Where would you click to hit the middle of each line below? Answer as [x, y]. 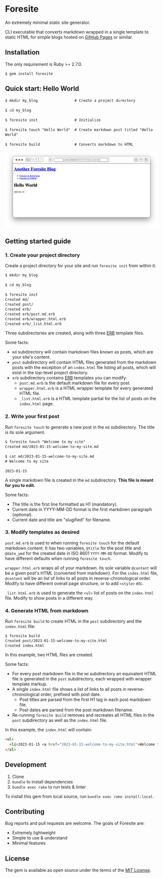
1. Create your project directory [42, 255]
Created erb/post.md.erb [30, 314]
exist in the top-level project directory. [50, 373]
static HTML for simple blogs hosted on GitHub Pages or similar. [69, 37]
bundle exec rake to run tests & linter [49, 787]
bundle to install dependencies [42, 781]
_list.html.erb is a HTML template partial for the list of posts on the [88, 399]
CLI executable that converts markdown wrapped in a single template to [77, 32]
